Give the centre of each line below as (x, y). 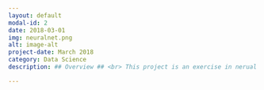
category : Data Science (48, 60)
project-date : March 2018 (51, 52)
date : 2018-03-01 (37, 30)
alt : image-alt (33, 45)
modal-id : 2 (28, 23)
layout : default (35, 15)
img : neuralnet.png (40, 37)
